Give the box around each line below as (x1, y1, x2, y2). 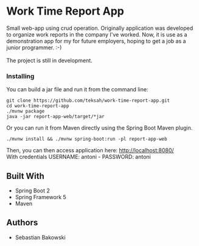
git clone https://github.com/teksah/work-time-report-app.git (6, 97, 170, 104)
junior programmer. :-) (6, 44, 62, 51)
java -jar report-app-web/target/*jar (6, 114, 105, 120)
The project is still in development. (6, 57, 93, 64)
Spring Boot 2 (15, 187, 50, 194)
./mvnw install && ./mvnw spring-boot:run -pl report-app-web (6, 136, 167, 142)
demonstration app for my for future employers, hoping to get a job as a (6, 37, 186, 44)
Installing (6, 72, 35, 80)
